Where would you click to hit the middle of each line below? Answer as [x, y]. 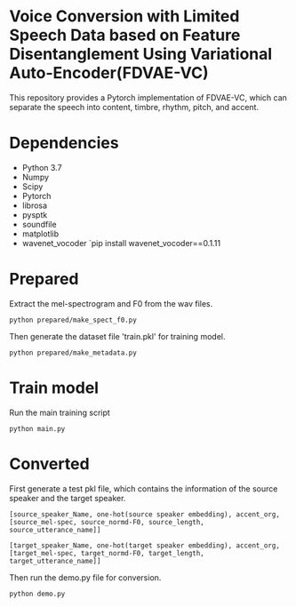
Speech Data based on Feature [125, 35]
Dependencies [64, 143]
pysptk [35, 214]
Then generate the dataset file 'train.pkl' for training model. [117, 336]
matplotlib [40, 234]
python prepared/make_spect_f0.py [73, 320]
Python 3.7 [42, 167]
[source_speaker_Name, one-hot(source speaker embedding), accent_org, [144, 514]
